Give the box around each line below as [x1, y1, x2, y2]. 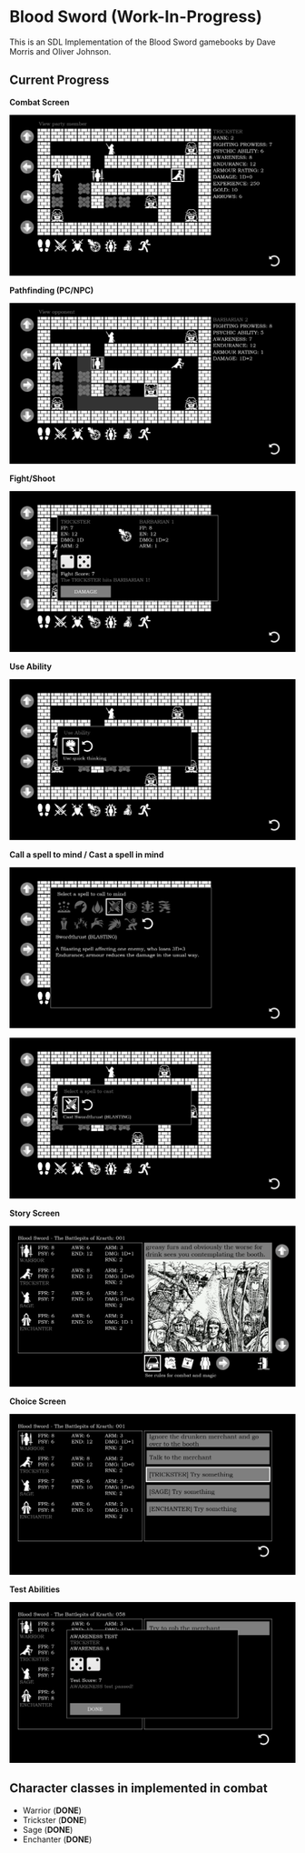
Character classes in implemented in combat [9, 1780, 268, 1797]
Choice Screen [9, 1396, 66, 1407]
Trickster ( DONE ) [22, 1814, 88, 1825]
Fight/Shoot [9, 473, 56, 484]
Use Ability [9, 661, 53, 672]
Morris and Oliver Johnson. [9, 45, 112, 56]
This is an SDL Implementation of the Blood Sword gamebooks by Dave [9, 36, 277, 47]
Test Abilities [9, 1584, 61, 1595]
